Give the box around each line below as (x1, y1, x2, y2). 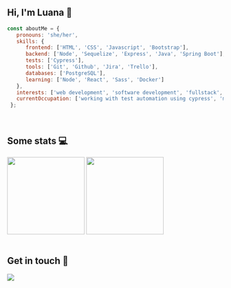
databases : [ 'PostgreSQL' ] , (25, 69, 107, 76)
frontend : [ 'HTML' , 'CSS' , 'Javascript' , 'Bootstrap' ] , (25, 44, 189, 52)
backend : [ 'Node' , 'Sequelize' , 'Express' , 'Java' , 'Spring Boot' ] (25, 51, 223, 58)
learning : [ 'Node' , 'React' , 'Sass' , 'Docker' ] (25, 76, 165, 83)
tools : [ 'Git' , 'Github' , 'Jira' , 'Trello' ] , (25, 63, 158, 71)
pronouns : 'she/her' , (16, 32, 78, 38)
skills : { (16, 38, 45, 45)
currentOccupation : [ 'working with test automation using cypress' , (16, 96, 217, 102)
